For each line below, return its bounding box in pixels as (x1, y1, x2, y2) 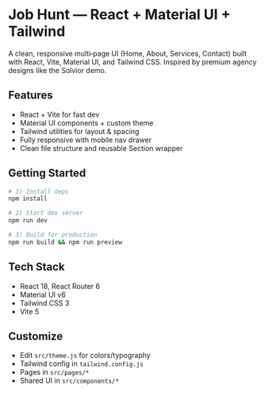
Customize (8, 329, 63, 343)
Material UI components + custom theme (19, 118, 154, 128)
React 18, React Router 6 (19, 281, 101, 291)
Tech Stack (8, 260, 65, 274)
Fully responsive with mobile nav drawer (19, 135, 152, 144)
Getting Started (8, 167, 86, 180)
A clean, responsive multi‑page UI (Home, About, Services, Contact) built (8, 48, 248, 58)
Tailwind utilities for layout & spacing (19, 126, 140, 136)
